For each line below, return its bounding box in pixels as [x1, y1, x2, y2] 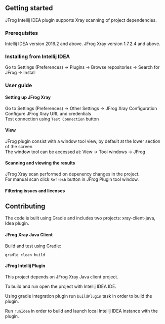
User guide [5, 82, 32, 89]
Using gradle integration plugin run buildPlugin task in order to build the [5, 293, 152, 299]
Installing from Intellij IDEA [5, 53, 70, 60]
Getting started [5, 4, 53, 12]
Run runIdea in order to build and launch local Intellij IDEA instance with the [5, 308, 158, 314]
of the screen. [5, 143, 34, 149]
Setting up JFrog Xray [5, 94, 51, 100]
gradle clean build [5, 252, 45, 257]
